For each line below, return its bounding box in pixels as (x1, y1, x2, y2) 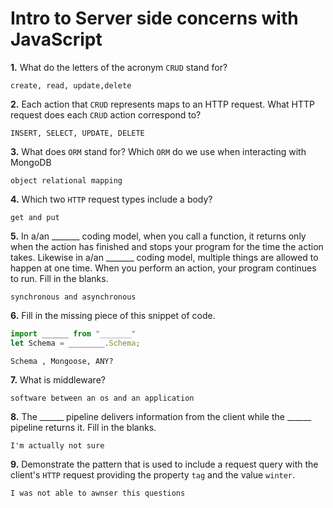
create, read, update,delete (10, 80, 132, 91)
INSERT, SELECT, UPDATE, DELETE (10, 128, 145, 138)
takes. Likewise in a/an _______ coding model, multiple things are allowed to (10, 251, 319, 263)
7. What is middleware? (10, 373, 106, 386)
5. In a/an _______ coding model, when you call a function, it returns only (10, 230, 307, 242)
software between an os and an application (10, 393, 195, 403)
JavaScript (10, 28, 103, 51)
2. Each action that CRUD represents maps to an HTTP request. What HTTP (10, 98, 316, 110)
